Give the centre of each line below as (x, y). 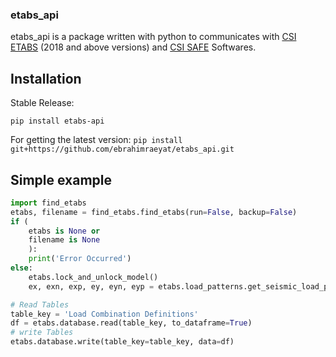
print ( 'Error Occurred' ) (80, 259)
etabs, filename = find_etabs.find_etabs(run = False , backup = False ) (154, 212)
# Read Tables (40, 304)
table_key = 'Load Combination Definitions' (104, 314)
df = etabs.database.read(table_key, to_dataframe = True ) (131, 323)
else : (21, 268)
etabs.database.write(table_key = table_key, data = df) (122, 342)
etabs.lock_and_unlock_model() (93, 277)
